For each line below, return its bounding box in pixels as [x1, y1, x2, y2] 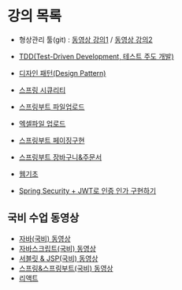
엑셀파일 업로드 [18, 119, 66, 128]
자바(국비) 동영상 [18, 234, 72, 243]
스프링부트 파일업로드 [18, 102, 85, 111]
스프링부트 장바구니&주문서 [18, 152, 102, 162]
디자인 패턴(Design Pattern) [18, 68, 106, 77]
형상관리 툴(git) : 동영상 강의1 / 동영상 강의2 [18, 35, 153, 44]
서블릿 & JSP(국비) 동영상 [18, 254, 98, 263]
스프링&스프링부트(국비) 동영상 [18, 263, 113, 273]
